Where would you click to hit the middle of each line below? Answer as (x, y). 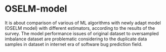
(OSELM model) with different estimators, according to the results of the (80, 28)
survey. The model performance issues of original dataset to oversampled (82, 33)
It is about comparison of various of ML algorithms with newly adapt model (83, 23)
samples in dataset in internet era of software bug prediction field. (74, 44)
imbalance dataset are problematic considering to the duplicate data (76, 39)
